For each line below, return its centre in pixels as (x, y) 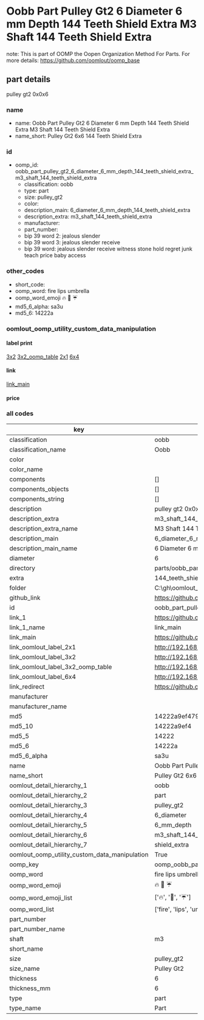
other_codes (25, 271)
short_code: (30, 284)
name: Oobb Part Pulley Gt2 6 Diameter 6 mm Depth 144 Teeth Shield (102, 123)
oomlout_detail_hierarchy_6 (48, 835)
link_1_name (27, 627)
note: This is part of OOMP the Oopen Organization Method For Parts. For (98, 53)
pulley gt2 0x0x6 (27, 94)
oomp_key (24, 864)
